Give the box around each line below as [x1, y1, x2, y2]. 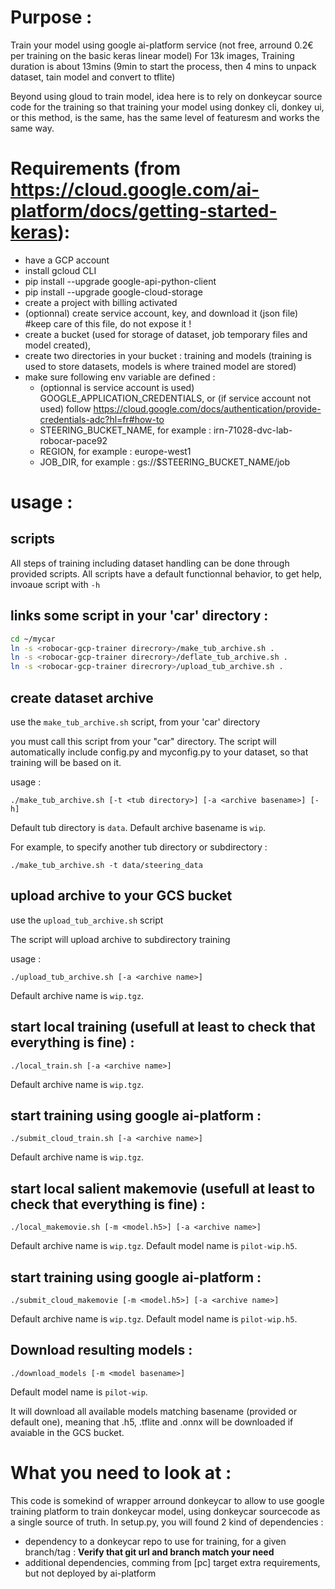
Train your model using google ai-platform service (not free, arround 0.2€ [10, 39, 314, 51]
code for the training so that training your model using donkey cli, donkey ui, [10, 101, 325, 113]
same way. [10, 122, 55, 134]
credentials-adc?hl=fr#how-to [39, 413, 165, 425]
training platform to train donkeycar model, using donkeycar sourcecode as [10, 1505, 321, 1517]
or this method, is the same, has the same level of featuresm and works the [10, 111, 320, 123]
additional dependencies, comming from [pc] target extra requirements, [24, 1556, 321, 1568]
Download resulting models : [10, 1342, 193, 1359]
